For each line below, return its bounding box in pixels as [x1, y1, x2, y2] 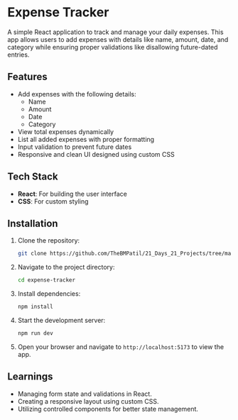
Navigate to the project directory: [17, 263, 115, 272]
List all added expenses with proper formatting [17, 135, 155, 143]
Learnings [7, 370, 53, 383]
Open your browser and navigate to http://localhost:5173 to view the [17, 342, 225, 351]
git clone [17, 250, 48, 258]
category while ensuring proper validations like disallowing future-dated [7, 43, 218, 51]
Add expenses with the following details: [17, 89, 136, 98]
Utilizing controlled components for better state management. [17, 404, 199, 413]
